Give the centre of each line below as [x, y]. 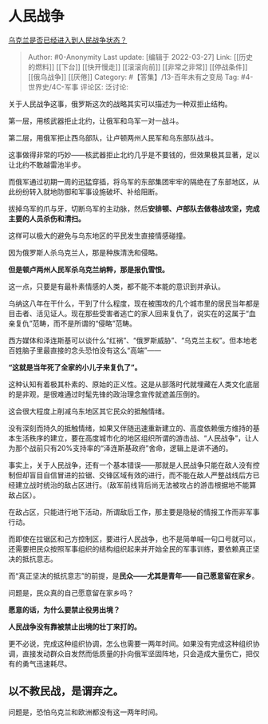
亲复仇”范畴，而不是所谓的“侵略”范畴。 [73, 323]
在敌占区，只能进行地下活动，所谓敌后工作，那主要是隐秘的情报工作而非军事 [134, 512]
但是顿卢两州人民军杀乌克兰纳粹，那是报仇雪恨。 [89, 269]
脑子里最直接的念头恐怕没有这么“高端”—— [92, 350]
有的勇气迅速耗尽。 [40, 663]
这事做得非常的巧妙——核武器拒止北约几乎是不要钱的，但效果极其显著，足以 [134, 154]
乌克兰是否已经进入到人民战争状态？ [68, 40]
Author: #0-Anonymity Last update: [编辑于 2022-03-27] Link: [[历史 [140, 57]
